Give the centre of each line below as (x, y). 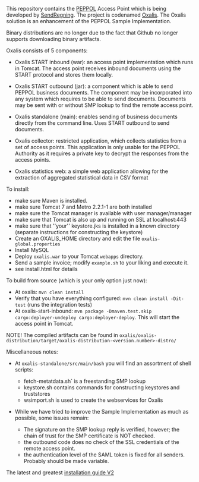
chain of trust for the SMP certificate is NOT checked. (89, 436)
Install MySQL (32, 250)
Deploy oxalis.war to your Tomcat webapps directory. (79, 256)
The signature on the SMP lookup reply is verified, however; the (102, 429)
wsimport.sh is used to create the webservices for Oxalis (93, 400)
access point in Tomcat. (44, 324)
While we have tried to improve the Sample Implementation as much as (102, 412)
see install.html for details (46, 269)
